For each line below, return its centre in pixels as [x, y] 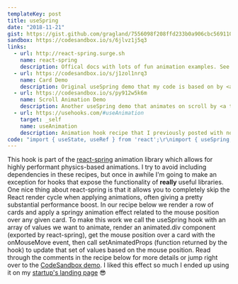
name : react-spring [49, 60]
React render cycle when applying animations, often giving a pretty [105, 197]
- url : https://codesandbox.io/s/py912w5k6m [80, 93]
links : [17, 47]
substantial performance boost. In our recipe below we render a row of [110, 205]
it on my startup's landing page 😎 [57, 273]
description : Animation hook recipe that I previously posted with [121, 133]
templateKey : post [34, 14]
